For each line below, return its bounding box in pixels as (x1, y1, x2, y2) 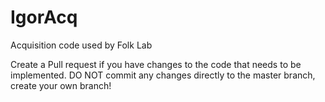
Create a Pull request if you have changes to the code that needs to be (10, 58, 302, 70)
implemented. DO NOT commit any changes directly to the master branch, (10, 69, 316, 81)
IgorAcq (10, 6, 78, 29)
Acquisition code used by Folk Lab (10, 39, 153, 51)
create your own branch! (10, 79, 112, 91)
